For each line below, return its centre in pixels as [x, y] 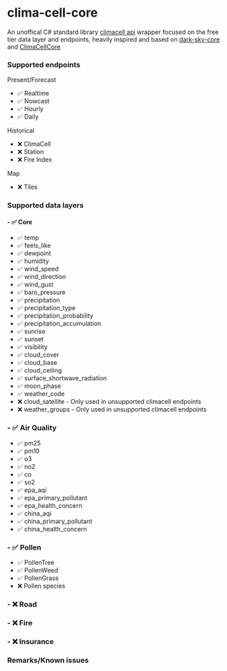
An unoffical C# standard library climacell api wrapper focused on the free [113, 32]
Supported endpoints [44, 65]
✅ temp [28, 238]
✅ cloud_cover [38, 355]
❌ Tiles [27, 187]
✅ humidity [33, 261]
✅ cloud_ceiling [39, 371]
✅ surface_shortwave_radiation [62, 378]
